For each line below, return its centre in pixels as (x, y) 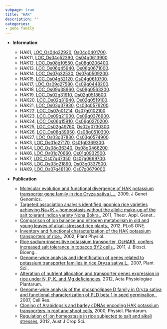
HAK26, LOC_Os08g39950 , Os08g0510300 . (65, 132)
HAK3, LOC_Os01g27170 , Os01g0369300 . (63, 142)
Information (25, 42)
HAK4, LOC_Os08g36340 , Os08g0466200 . (64, 148)
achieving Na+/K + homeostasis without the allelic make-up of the (88, 210)
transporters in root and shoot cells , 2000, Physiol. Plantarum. (83, 311)
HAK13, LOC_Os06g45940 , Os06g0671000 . (65, 68)
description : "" (22, 19)
